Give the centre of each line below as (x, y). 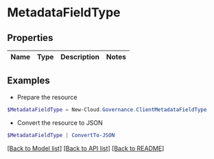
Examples (28, 81)
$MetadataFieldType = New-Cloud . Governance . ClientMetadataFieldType (107, 110)
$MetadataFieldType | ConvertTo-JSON (61, 135)
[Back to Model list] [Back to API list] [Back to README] (86, 148)
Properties (30, 38)
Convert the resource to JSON (60, 122)
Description (80, 57)
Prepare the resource (47, 97)
